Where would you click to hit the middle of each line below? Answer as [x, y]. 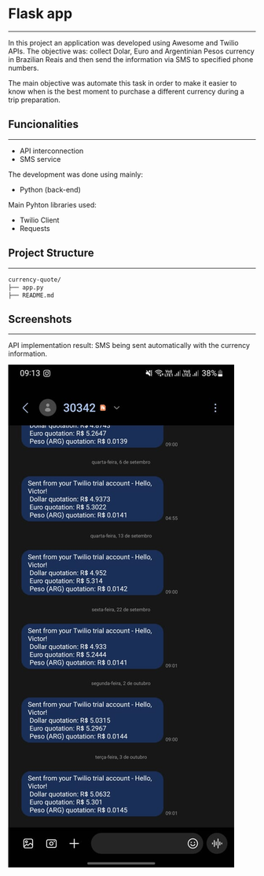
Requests [35, 228]
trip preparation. [35, 100]
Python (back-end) [50, 189]
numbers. [24, 68]
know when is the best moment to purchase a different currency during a [126, 91]
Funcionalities [43, 125]
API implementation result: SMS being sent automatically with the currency [129, 346]
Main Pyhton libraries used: [52, 204]
